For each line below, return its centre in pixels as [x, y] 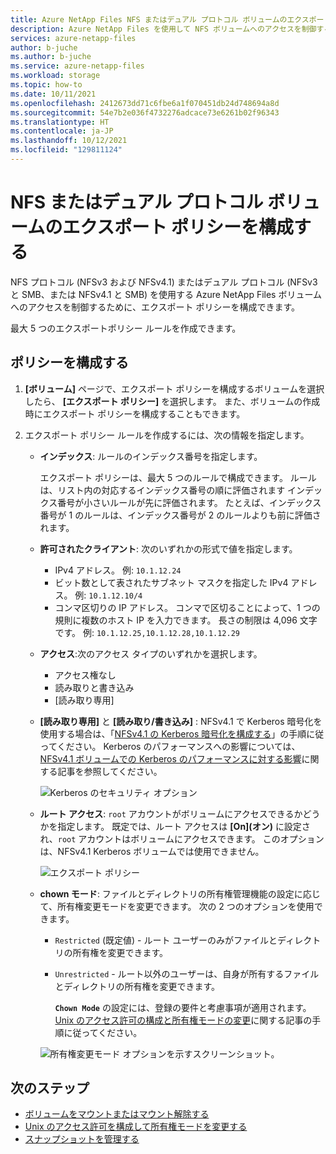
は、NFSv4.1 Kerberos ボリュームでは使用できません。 [152, 851]
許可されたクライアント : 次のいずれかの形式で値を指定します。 [168, 548]
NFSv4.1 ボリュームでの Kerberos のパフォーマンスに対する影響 [170, 758]
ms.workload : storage [55, 76]
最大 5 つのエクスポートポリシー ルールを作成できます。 [126, 328]
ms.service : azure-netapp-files [77, 66]
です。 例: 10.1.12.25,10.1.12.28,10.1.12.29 [147, 632]
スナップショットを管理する [82, 1139]
